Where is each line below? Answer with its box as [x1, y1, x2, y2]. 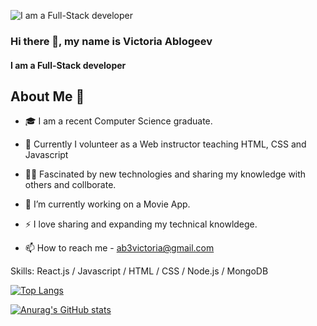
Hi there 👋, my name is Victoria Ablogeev [10, 34, 213, 48]
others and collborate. [24, 179, 117, 191]
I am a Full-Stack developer [10, 59, 127, 71]
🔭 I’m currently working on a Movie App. [24, 198, 191, 210]
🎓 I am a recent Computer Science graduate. [24, 115, 213, 127]
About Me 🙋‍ [10, 88, 85, 105]
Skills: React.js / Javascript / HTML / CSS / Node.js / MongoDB [10, 265, 269, 277]
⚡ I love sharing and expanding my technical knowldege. [24, 218, 258, 230]
